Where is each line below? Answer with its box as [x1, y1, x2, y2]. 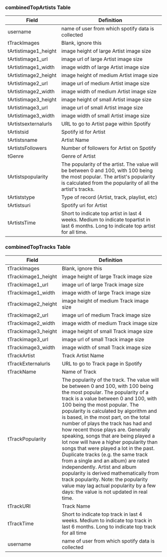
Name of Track [62, 368, 97, 375]
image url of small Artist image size [61, 104, 143, 111]
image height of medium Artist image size [61, 72, 159, 79]
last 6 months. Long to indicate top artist [61, 223, 156, 229]
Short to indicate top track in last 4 [62, 511, 143, 518]
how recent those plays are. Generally [62, 426, 151, 433]
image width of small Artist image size [61, 112, 150, 119]
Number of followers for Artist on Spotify [61, 145, 157, 152]
